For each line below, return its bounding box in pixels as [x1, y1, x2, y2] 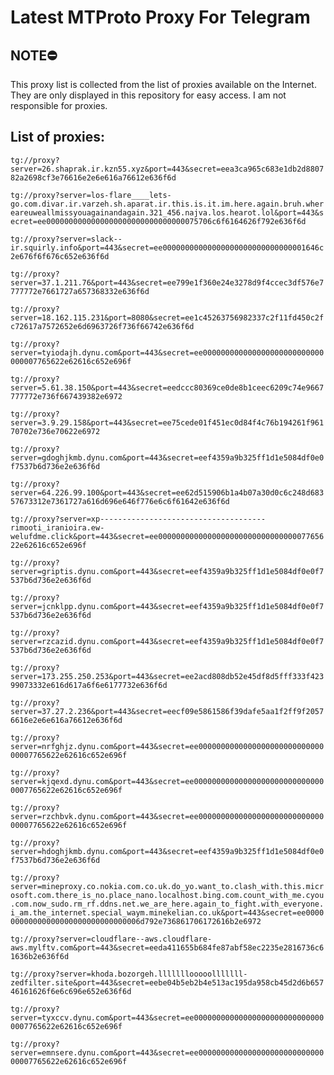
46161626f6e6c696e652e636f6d [10, 986, 132, 996]
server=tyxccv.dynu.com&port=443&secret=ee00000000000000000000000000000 [10, 1012, 325, 1023]
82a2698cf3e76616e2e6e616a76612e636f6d [10, 172, 177, 183]
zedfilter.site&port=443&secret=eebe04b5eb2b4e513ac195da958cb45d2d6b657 [10, 977, 325, 988]
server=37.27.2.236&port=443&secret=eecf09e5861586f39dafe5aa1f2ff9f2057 [10, 706, 325, 716]
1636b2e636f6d [10, 951, 70, 961]
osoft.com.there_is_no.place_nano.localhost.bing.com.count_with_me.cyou [10, 890, 325, 900]
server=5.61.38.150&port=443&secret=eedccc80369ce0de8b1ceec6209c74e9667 [10, 382, 325, 393]
